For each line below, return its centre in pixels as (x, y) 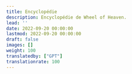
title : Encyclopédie (32, 12)
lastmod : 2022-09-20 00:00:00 (44, 34)
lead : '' (17, 23)
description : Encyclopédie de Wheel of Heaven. (67, 17)
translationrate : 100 (33, 61)
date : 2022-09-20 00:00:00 (40, 28)
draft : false (22, 39)
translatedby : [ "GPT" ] (34, 56)
